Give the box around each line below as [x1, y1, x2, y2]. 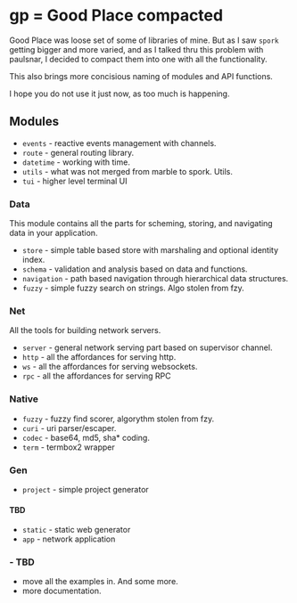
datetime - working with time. [21, 157, 131, 167]
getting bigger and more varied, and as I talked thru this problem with [9, 44, 264, 54]
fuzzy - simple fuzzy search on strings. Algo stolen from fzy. [21, 282, 245, 294]
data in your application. [9, 228, 98, 239]
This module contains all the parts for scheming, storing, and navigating [9, 218, 274, 229]
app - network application [21, 534, 116, 544]
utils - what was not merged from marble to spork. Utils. [21, 166, 234, 176]
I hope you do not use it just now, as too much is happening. [9, 88, 230, 99]
